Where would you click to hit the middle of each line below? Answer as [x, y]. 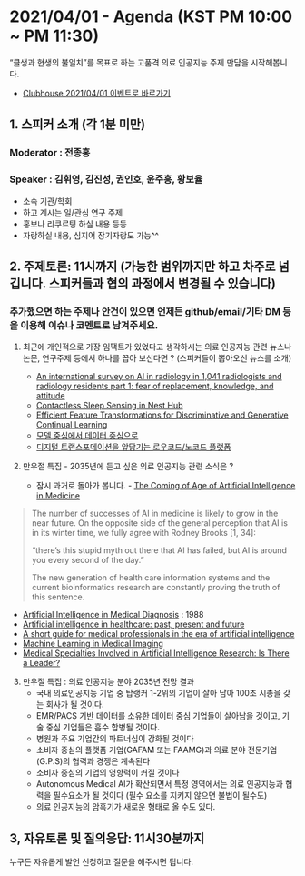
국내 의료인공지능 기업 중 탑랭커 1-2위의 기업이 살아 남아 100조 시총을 [158, 693]
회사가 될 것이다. [75, 705]
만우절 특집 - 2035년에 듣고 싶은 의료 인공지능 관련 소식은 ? [128, 467]
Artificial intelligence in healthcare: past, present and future [133, 624]
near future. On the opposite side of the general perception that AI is [160, 523]
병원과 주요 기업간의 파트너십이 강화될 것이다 [115, 739]
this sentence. [58, 597]
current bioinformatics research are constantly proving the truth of [156, 588]
